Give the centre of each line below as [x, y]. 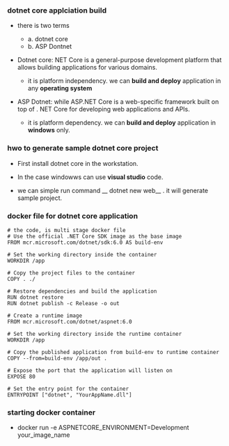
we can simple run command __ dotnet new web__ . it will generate [113, 190]
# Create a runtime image [45, 316]
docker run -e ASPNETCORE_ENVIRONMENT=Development [103, 428]
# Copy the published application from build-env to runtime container [113, 352]
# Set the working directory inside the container [82, 254]
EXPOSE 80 [22, 376]
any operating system [60, 89]
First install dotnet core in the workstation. [78, 163]
